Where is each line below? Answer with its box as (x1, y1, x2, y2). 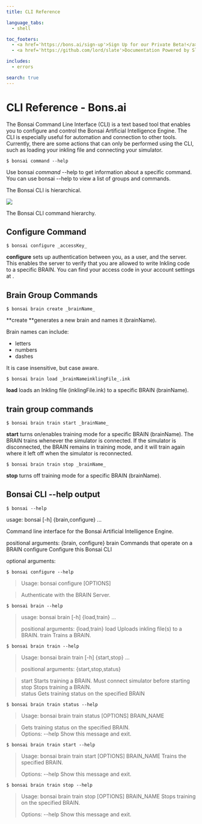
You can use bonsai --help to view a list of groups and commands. (6, 175, 171, 182)
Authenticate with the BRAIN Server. (20, 591, 111, 598)
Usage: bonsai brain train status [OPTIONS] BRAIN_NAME (20, 712, 164, 719)
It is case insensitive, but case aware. (6, 364, 99, 372)
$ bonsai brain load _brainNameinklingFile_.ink (6, 376, 130, 382)
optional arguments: (6, 557, 56, 564)
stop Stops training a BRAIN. (20, 683, 91, 690)
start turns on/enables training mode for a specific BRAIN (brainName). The (6, 431, 194, 437)
